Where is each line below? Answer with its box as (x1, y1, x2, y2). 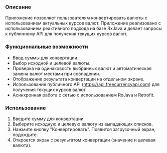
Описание (5, 3, 32, 10)
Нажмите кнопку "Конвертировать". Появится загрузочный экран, (12, 126, 156, 132)
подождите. (12, 131, 38, 137)
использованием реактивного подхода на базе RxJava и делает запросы (5, 25, 162, 31)
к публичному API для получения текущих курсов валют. (5, 31, 128, 37)
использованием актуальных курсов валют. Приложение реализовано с (5, 20, 161, 26)
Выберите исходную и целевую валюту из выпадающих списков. (12, 121, 153, 127)
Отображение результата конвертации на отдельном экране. (12, 76, 144, 82)
